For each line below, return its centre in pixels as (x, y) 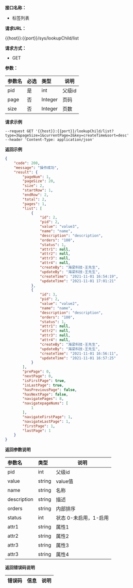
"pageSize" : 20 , (39, 181)
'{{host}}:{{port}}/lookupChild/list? (75, 131)
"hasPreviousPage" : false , (50, 390)
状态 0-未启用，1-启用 (82, 518)
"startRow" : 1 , (38, 190)
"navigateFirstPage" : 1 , (48, 417)
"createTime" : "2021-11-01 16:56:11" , (79, 353)
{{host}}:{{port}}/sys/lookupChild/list (42, 38)
